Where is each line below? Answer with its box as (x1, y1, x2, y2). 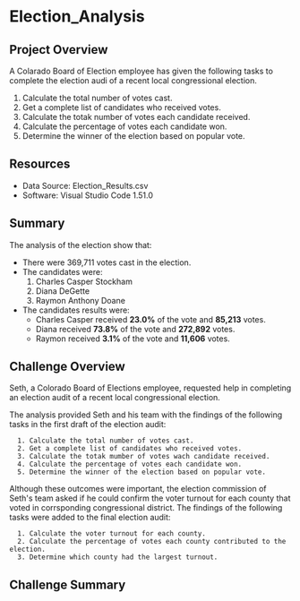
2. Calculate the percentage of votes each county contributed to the (17, 537, 287, 546)
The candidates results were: (21, 305, 130, 315)
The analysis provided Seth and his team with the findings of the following (9, 409, 283, 420)
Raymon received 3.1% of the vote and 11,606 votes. (35, 333, 230, 344)
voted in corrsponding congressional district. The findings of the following (9, 502, 283, 513)
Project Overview (9, 42, 108, 57)
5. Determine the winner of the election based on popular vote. (17, 468, 267, 477)
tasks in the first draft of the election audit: (9, 419, 167, 430)
